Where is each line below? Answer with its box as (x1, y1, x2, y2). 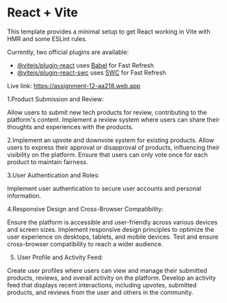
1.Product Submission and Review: (7, 94, 104, 103)
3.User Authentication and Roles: (7, 171, 101, 179)
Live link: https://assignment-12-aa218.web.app (7, 81, 141, 90)
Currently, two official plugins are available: (7, 48, 129, 56)
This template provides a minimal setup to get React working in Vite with (7, 27, 211, 36)
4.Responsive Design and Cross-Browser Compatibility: (7, 205, 164, 213)
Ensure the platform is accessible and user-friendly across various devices (7, 218, 217, 226)
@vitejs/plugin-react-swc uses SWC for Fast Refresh (16, 68, 166, 77)
